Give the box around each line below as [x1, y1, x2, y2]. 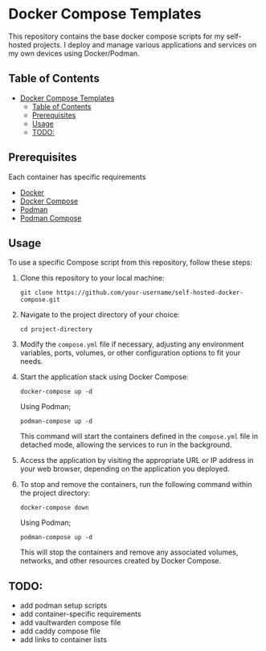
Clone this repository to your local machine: [19, 273, 165, 283]
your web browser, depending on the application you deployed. [19, 464, 231, 474]
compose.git [19, 296, 60, 304]
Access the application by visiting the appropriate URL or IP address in [19, 456, 254, 465]
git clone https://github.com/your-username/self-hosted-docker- [19, 289, 243, 297]
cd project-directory [19, 325, 92, 334]
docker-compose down [19, 504, 89, 512]
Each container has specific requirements [8, 172, 146, 182]
